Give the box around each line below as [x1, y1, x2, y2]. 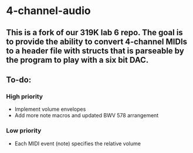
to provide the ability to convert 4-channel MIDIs [6, 36, 188, 46]
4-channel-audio [6, 4, 91, 18]
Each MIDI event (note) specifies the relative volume [14, 140, 141, 147]
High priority [6, 92, 43, 100]
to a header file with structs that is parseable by [6, 46, 185, 56]
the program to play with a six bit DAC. [6, 55, 149, 65]
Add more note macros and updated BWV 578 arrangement [14, 112, 159, 119]
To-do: [6, 74, 32, 84]
